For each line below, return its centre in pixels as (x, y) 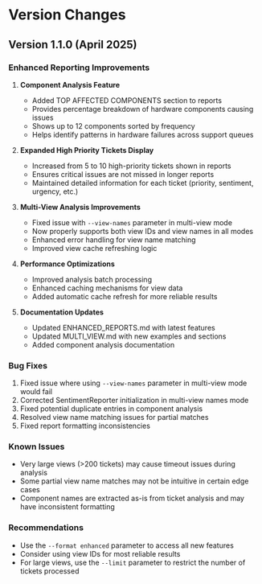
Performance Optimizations (67, 264)
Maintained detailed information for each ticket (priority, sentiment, (143, 183)
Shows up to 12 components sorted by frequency (113, 125)
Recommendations (46, 528)
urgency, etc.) (55, 191)
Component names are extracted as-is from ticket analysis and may (132, 498)
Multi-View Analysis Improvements (80, 207)
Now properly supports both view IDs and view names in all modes (143, 231)
